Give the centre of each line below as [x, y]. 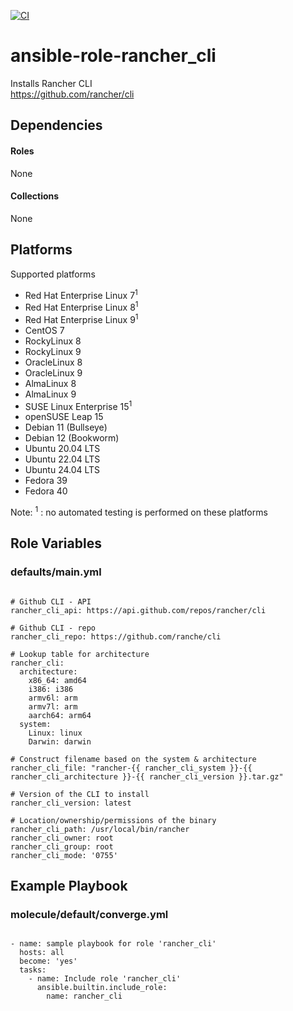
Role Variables [56, 543]
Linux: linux [55, 733]
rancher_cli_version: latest [71, 803]
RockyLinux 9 [53, 351]
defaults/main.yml [56, 572]
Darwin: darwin [60, 741]
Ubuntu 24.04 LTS [62, 470]
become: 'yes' [48, 961]
